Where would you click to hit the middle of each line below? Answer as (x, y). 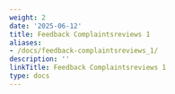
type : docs (30, 76)
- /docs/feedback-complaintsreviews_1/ (84, 51)
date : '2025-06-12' (46, 26)
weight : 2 (28, 17)
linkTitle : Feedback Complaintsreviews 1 (88, 68)
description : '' (39, 59)
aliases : (26, 43)
